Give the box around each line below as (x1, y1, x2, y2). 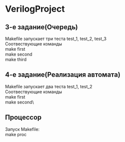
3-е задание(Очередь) (5, 23, 78, 31)
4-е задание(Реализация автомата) (5, 71, 121, 79)
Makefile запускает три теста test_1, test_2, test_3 (5, 36, 107, 41)
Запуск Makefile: (5, 126, 40, 132)
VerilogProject (5, 3, 65, 15)
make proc (5, 131, 27, 137)
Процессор (5, 113, 42, 122)
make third (5, 57, 27, 62)
